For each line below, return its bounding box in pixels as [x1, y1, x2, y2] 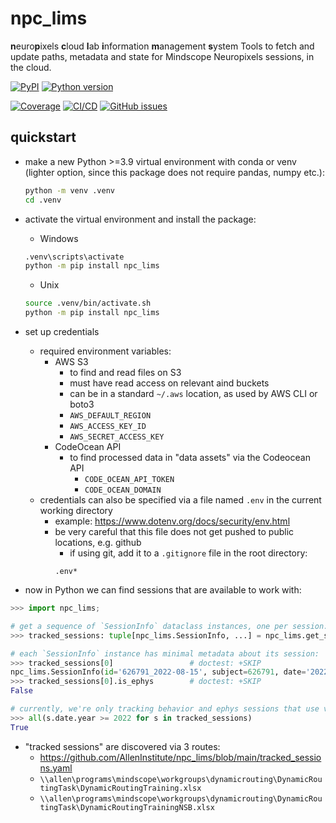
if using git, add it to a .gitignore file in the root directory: [69, 547, 308, 559]
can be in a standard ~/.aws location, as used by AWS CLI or [69, 388, 318, 399]
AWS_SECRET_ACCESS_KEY [69, 432, 165, 442]
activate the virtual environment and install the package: [24, 213, 257, 225]
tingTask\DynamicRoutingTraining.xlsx [39, 783, 202, 793]
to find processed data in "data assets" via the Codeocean [69, 452, 311, 463]
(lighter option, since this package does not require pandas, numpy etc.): [24, 166, 326, 178]
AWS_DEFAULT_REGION [69, 411, 152, 421]
